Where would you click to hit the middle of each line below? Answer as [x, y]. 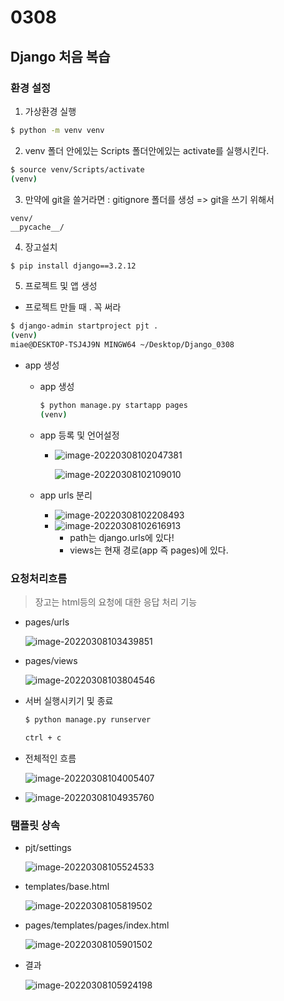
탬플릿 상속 [35, 825]
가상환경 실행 [50, 111]
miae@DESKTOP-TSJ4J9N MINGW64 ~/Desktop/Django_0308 [122, 345]
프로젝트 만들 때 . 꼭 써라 [73, 307]
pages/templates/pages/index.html [97, 925]
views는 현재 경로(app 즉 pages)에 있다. [149, 550]
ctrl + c [43, 737]
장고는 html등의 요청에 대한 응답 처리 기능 [116, 602]
